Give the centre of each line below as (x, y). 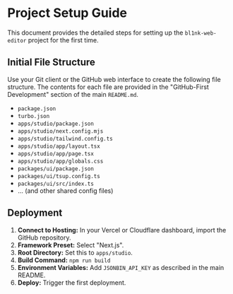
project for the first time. (63, 40)
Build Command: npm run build (64, 260)
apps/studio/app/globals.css (60, 161)
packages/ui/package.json (55, 169)
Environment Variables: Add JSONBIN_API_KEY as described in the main (121, 267)
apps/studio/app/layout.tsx (59, 146)
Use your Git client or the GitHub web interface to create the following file (114, 79)
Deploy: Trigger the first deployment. (72, 282)
